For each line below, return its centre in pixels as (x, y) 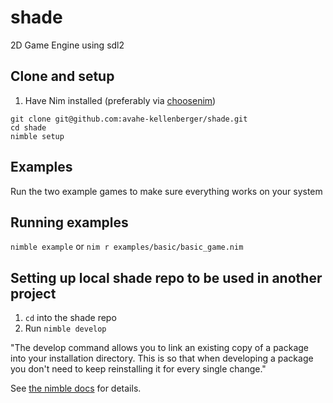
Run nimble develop (65, 328)
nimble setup (37, 136)
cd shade (28, 127)
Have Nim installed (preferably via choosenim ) (120, 100)
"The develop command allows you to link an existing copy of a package (160, 348)
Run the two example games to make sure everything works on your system (166, 191)
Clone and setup (62, 76)
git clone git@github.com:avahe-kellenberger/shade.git (129, 119)
